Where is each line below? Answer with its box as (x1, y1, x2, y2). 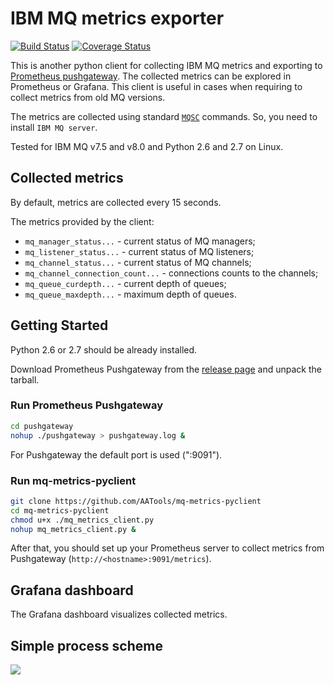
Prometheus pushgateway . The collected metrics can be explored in (10, 70, 292, 82)
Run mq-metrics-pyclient (10, 473, 137, 487)
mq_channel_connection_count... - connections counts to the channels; (24, 267, 319, 279)
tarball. (10, 373, 40, 386)
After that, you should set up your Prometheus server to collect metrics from (10, 542, 325, 554)
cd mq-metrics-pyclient (10, 505, 110, 516)
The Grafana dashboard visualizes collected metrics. (10, 608, 228, 621)
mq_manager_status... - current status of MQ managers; (24, 235, 256, 247)
